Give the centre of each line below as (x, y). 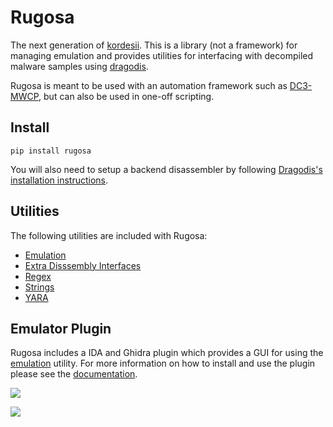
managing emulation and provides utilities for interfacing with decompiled (162, 55)
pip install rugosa (51, 151)
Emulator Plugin (61, 328)
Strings (39, 287)
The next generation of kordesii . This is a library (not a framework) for (154, 45)
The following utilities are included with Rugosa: (109, 235)
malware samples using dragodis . (79, 66)
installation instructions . (59, 180)
